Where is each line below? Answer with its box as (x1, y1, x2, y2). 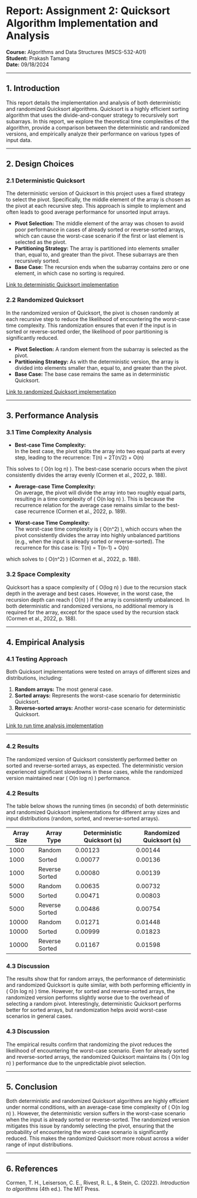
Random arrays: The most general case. (14, 686, 113, 693)
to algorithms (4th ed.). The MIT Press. (6, 1186, 100, 1193)
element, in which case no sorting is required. (14, 270, 125, 277)
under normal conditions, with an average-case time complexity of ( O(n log (6, 1103, 189, 1111)
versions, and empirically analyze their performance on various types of (6, 130, 180, 137)
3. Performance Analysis (6, 411, 98, 421)
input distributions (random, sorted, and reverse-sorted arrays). (6, 815, 160, 822)
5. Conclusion (6, 1082, 57, 1092)
